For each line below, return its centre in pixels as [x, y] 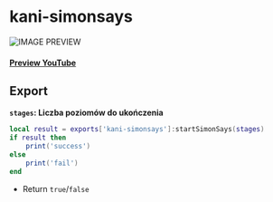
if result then [38, 138]
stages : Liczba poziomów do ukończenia [87, 113]
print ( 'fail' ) [52, 163]
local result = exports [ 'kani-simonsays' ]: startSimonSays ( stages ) [137, 130]
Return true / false [56, 188]
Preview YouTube [43, 63]
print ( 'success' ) [58, 147]
